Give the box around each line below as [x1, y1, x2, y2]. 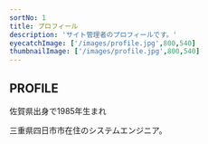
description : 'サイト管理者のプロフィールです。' [9, 30, 178, 39]
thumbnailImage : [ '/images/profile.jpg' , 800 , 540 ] [9, 47, 201, 56]
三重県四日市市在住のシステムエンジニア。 [9, 124, 167, 136]
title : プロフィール [9, 22, 79, 31]
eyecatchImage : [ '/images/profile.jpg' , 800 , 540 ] [9, 38, 196, 48]
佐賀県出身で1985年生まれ [9, 105, 107, 116]
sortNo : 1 [9, 13, 47, 23]
